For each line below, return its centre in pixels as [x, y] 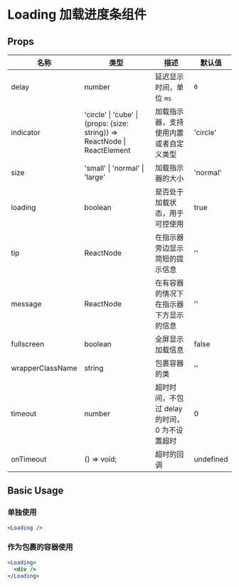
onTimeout [29, 459]
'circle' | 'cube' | [111, 115]
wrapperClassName [44, 368]
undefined [211, 459]
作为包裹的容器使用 [40, 547]
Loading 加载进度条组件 [77, 15]
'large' [95, 177]
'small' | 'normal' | [114, 168]
